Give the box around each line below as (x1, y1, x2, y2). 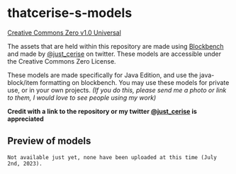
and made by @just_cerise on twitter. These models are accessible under (7, 50, 222, 58)
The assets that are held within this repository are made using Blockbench (7, 42, 225, 50)
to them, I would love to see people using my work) (7, 93, 157, 102)
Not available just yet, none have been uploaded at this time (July (7, 153, 218, 161)
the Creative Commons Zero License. (7, 57, 116, 65)
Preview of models (7, 135, 91, 147)
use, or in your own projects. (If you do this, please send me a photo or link (7, 86, 227, 94)
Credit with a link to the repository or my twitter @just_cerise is (7, 107, 197, 115)
